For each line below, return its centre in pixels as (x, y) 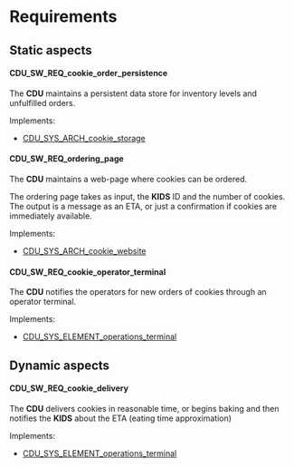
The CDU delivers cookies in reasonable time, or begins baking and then (144, 408)
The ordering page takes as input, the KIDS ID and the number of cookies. (147, 196)
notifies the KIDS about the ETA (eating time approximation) (121, 418)
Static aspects (51, 50)
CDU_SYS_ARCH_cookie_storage (84, 138)
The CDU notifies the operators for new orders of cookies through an (138, 292)
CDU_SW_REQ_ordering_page (66, 159)
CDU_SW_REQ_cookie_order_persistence (89, 73)
